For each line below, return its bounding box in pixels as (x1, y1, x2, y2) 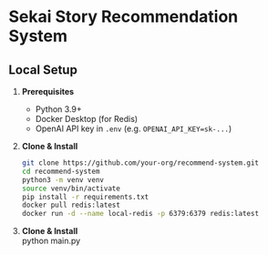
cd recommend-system (21, 167, 100, 176)
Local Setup (8, 62, 78, 77)
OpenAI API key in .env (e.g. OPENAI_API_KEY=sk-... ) (35, 123, 232, 134)
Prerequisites (21, 87, 75, 97)
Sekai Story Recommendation (8, 6, 239, 27)
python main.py (21, 235, 81, 247)
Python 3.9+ (35, 104, 83, 115)
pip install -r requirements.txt (21, 192, 149, 201)
